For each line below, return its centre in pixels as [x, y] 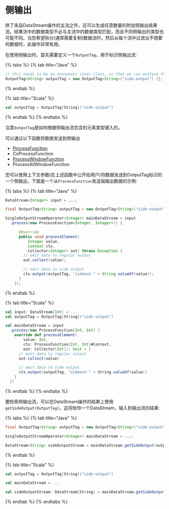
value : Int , [36, 340]
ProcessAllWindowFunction [41, 164]
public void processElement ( [49, 237]
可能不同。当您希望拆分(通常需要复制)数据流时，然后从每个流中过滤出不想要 [84, 38]
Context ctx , [41, 246]
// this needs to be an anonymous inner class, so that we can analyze [82, 74]
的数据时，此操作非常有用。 [34, 44]
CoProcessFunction [33, 154]
